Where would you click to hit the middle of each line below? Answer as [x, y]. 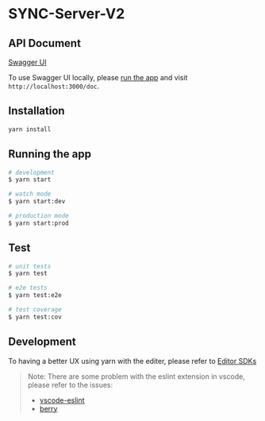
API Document [45, 43]
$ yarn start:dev [37, 202]
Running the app [50, 154]
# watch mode [30, 194]
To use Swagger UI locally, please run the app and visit [98, 77]
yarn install [30, 129]
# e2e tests [28, 288]
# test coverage [35, 310]
